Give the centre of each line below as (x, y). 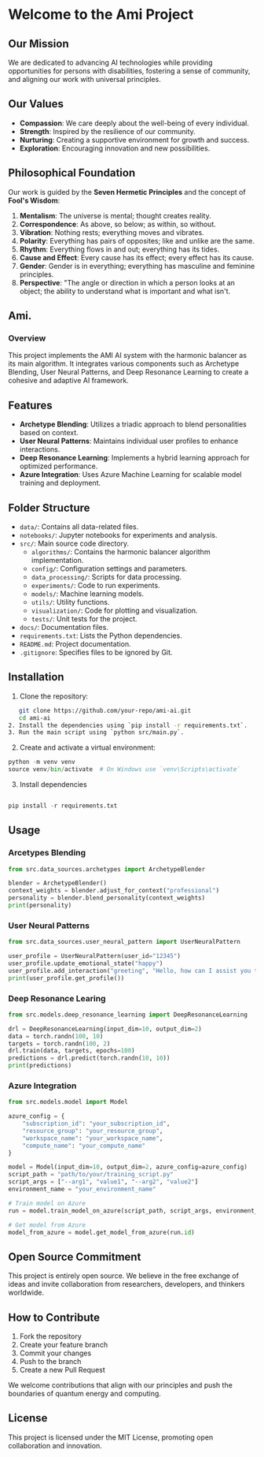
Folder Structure (49, 507)
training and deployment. (60, 483)
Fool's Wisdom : (34, 200)
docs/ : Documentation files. (64, 627)
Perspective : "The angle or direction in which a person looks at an (127, 282)
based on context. (49, 433)
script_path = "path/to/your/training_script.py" (91, 1175)
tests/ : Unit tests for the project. (84, 619)
